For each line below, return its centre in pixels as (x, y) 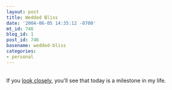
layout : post (23, 12)
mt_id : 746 (20, 29)
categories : (21, 51)
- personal (20, 57)
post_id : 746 (23, 40)
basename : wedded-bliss (36, 46)
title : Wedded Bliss (32, 18)
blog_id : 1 (20, 34)
